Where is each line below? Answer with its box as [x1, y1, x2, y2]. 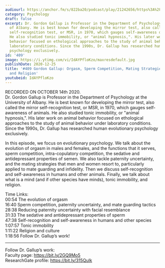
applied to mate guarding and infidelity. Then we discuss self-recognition [5, 166, 153, 172]
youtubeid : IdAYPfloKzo [5, 75, 54, 80]
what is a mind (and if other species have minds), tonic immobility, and [5, 176, 148, 182]
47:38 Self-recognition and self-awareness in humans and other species [5, 217, 152, 223]
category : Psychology [5, 12, 50, 17]
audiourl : [5, 7, 26, 12]
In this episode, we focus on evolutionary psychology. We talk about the [5, 140, 151, 146]
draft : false [5, 16, 32, 21]
